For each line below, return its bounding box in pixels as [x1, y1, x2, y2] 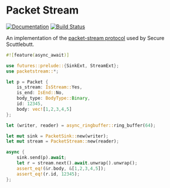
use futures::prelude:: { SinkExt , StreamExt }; [6, 62, 119, 68]
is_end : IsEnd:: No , [16, 90, 64, 96]
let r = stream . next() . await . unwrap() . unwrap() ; [16, 160, 138, 166]
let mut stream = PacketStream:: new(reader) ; [6, 138, 119, 144]
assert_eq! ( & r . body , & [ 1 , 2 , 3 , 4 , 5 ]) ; [16, 166, 107, 171]
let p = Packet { [6, 79, 49, 85]
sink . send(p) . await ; [16, 154, 67, 161]
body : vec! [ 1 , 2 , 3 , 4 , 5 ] [16, 106, 72, 112]
